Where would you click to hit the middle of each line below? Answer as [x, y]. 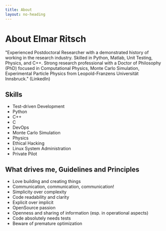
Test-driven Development [38, 107]
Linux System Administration [41, 149]
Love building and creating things [46, 181]
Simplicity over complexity [40, 192]
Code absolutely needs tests [41, 218]
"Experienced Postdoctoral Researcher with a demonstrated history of [77, 53]
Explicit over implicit [33, 202]
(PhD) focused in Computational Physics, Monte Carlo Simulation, [72, 68]
